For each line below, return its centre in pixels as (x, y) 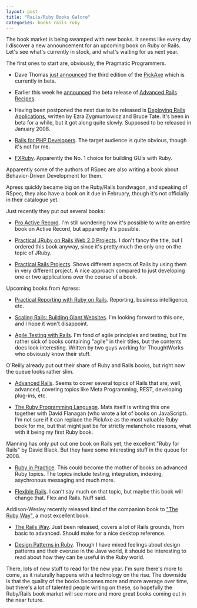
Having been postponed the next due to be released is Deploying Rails (100, 110)
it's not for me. (32, 147)
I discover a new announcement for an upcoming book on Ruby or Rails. (93, 45)
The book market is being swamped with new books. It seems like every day (98, 40)
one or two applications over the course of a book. (76, 277)
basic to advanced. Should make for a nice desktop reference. (90, 533)
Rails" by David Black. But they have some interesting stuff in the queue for (97, 450)
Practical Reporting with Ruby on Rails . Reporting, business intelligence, (102, 300)
